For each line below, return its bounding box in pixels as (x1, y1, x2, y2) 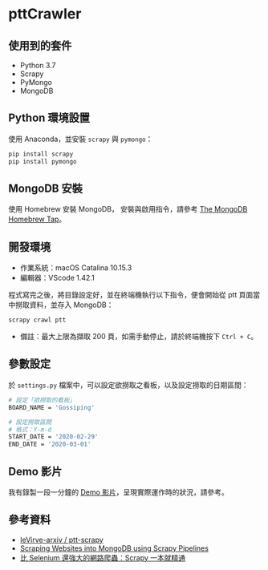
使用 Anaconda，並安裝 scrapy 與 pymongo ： (8, 134, 153, 144)
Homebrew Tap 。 (8, 214, 67, 224)
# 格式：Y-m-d (8, 426, 52, 434)
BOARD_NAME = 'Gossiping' (8, 403, 95, 411)
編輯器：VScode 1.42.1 (19, 273, 95, 283)
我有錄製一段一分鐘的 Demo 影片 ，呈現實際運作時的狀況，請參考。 (8, 487, 229, 497)
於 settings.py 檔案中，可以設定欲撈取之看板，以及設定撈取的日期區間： (8, 380, 249, 390)
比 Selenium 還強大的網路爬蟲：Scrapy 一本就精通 (19, 552, 186, 562)
